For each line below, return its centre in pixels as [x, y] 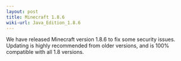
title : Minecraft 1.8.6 [36, 17]
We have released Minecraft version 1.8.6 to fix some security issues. [91, 40]
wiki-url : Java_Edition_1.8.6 [44, 23]
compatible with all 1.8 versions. [45, 52]
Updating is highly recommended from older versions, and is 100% [88, 46]
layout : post [22, 12]
